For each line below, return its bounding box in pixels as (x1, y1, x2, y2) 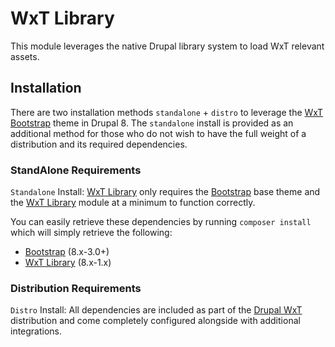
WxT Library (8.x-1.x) (24, 257, 112, 269)
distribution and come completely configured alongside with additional (10, 315, 301, 327)
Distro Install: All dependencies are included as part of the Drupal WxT (10, 304, 303, 316)
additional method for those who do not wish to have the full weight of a (10, 127, 307, 139)
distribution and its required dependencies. (10, 138, 188, 150)
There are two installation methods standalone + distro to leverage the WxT (10, 106, 324, 118)
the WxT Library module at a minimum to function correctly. (10, 197, 256, 209)
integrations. (10, 325, 63, 337)
